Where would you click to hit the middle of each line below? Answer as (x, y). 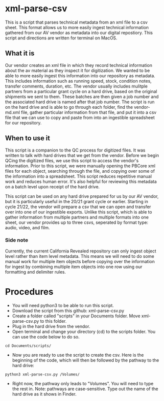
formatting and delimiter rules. (35, 272)
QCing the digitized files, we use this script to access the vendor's (72, 160)
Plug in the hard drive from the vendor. (51, 326)
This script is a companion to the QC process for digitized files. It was (75, 150)
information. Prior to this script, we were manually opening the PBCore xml (80, 166)
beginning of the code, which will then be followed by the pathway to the (85, 360)
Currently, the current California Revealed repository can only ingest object (81, 251)
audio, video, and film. (27, 227)
